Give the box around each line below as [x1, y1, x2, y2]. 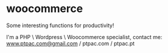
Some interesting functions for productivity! [6, 22, 114, 29]
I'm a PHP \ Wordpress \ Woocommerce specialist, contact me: [6, 33, 163, 40]
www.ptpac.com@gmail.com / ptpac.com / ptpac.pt [6, 40, 135, 47]
